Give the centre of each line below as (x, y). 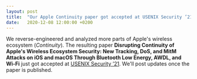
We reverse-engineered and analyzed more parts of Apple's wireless (89, 39)
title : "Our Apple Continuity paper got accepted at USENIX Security (94, 17)
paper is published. (29, 70)
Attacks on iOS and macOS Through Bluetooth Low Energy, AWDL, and (94, 58)
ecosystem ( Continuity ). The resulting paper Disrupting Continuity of (90, 45)
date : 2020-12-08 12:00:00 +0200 (50, 22)
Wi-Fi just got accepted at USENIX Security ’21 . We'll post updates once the (98, 64)
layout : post (22, 11)
